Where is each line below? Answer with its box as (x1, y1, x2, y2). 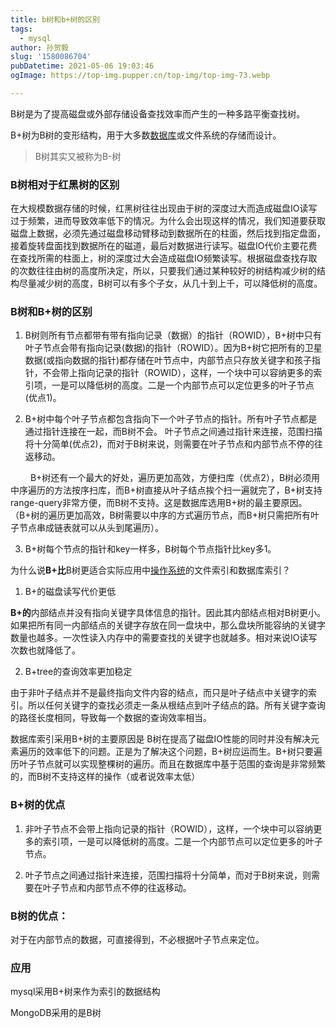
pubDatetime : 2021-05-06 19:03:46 (10, 61, 155, 71)
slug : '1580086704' (10, 52, 92, 62)
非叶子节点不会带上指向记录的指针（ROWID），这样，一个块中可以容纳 (24, 822, 314, 835)
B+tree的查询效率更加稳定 (24, 666, 133, 678)
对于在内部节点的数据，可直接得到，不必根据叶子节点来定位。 (10, 934, 265, 946)
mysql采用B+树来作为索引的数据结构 (10, 986, 161, 998)
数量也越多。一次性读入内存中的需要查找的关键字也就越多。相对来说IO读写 (10, 632, 318, 644)
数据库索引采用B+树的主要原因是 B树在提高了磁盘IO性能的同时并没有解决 (10, 733, 311, 745)
